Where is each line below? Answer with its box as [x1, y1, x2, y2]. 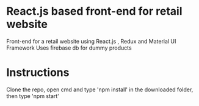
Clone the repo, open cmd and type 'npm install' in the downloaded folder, [6, 86, 194, 93]
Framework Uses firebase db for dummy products [6, 44, 132, 51]
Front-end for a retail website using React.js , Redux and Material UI [6, 37, 176, 45]
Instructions [6, 66, 70, 80]
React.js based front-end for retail [6, 4, 183, 18]
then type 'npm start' [6, 92, 60, 99]
